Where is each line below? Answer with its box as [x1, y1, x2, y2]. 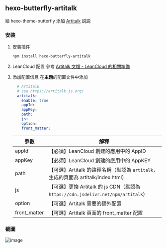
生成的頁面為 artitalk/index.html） [49, 174, 127, 181]
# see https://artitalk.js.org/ [17, 88, 84, 94]
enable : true [21, 98, 49, 103]
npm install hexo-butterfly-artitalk [12, 54, 91, 59]
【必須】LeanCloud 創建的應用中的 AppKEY [49, 157, 151, 164]
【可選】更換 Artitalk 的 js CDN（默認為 [49, 183, 141, 190]
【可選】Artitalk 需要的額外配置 [49, 200, 122, 207]
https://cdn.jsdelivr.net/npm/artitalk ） [49, 191, 148, 198]
